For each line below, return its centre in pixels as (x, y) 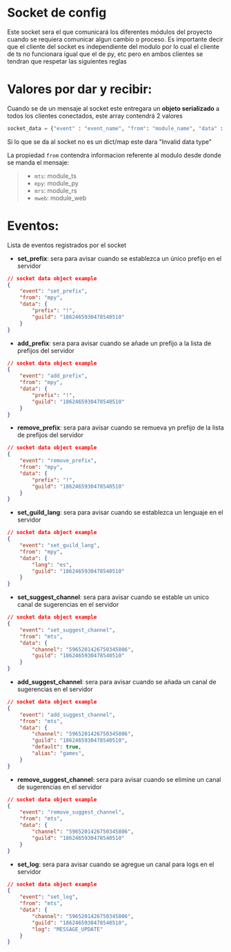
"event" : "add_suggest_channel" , (68, 715)
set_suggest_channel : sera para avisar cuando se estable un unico (113, 597)
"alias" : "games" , (58, 753)
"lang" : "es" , (52, 565)
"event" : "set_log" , (49, 897)
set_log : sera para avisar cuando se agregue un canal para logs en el (115, 864)
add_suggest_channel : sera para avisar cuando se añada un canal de (117, 682)
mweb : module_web (60, 198)
